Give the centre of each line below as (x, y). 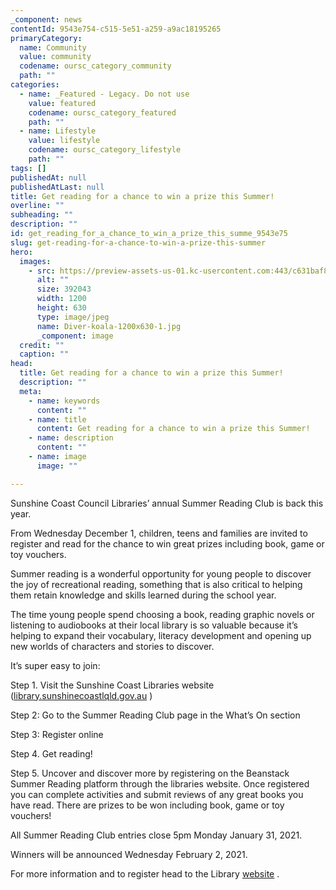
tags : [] (28, 168)
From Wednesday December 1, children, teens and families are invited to (159, 533)
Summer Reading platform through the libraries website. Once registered (160, 783)
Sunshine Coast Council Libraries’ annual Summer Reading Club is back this (167, 503)
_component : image (75, 336)
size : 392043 (64, 289)
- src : (42, 271)
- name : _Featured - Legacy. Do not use (104, 94)
